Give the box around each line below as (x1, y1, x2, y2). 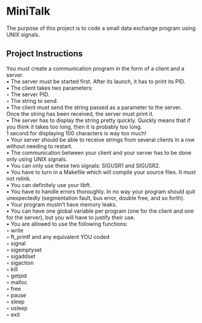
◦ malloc (6, 279, 28, 286)
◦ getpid (6, 272, 27, 279)
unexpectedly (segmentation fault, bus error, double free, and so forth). (6, 194, 185, 202)
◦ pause (6, 291, 27, 299)
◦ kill (6, 265, 18, 272)
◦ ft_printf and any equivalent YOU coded (6, 233, 110, 240)
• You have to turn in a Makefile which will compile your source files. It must (6, 168, 196, 176)
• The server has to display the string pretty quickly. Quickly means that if (6, 116, 191, 124)
